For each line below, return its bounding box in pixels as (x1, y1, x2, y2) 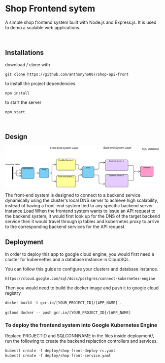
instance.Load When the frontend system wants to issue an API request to (5, 208, 156, 214)
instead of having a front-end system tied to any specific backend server (5, 202, 153, 208)
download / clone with (5, 61, 50, 67)
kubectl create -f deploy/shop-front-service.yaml (5, 353, 111, 359)
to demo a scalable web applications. (5, 24, 81, 30)
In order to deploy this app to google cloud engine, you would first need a (5, 251, 154, 257)
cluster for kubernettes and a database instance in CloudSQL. (5, 256, 131, 262)
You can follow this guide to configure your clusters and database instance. (5, 266, 159, 272)
